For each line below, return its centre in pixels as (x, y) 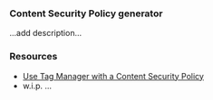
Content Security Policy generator (86, 14)
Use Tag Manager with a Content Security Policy (113, 76)
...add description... (46, 33)
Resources (34, 57)
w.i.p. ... (37, 86)
